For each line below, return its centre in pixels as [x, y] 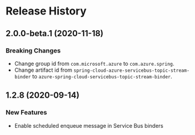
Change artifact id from [43, 70]
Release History [46, 11]
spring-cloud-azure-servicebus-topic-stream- [132, 71]
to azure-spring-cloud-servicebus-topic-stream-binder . [102, 76]
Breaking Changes [33, 51]
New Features [26, 113]
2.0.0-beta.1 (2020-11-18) [54, 33]
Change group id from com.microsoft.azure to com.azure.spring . [94, 63]
